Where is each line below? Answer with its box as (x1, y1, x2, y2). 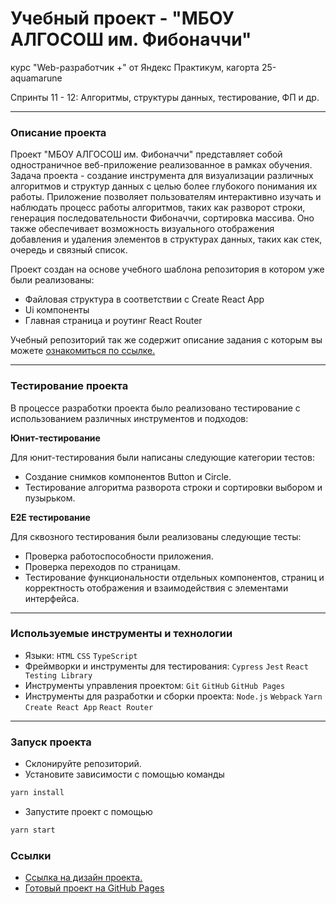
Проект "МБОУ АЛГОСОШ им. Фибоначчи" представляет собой (10, 148, 283, 161)
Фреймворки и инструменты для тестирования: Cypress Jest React (24, 660, 309, 672)
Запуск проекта (10, 735, 92, 749)
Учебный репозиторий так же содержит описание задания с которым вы (10, 334, 323, 346)
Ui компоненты (24, 304, 90, 316)
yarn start (10, 825, 56, 835)
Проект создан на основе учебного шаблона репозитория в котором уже (10, 263, 325, 276)
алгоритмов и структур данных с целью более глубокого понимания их (10, 180, 318, 192)
